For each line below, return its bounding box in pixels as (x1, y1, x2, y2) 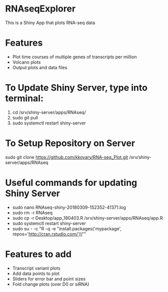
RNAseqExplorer (5, 3, 76, 15)
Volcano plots (12, 59, 41, 65)
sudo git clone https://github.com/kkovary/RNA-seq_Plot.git (5, 154, 128, 160)
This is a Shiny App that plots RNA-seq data (5, 20, 95, 26)
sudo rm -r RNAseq (12, 209, 53, 216)
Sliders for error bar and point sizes (12, 275, 86, 281)
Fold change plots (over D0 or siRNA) (12, 281, 89, 287)
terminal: (5, 93, 44, 104)
